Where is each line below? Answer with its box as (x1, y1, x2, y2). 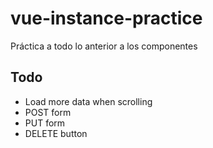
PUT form (24, 117, 66, 129)
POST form (24, 106, 72, 118)
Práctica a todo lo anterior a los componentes (10, 40, 198, 52)
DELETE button (24, 127, 88, 139)
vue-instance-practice (10, 7, 203, 30)
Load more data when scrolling (24, 95, 153, 107)
